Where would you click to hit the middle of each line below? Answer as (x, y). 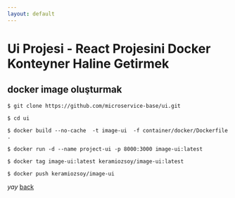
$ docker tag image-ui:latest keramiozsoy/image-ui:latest (96, 161)
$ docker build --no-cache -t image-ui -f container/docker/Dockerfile (118, 130)
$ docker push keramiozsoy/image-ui (61, 173)
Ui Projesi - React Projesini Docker (109, 48)
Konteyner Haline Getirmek (88, 63)
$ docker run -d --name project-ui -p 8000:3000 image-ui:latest (105, 149)
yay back (21, 187)
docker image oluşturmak (65, 90)
